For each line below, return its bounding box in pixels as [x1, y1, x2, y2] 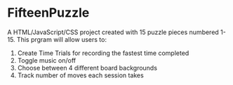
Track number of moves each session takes [17, 71, 144, 79]
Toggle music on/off [17, 56, 76, 64]
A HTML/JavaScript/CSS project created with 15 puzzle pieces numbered [7, 28, 219, 36]
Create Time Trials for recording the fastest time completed [17, 49, 189, 57]
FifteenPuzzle [7, 5, 90, 21]
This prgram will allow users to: [16, 35, 107, 43]
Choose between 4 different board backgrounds [17, 63, 158, 72]
